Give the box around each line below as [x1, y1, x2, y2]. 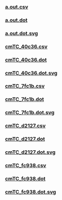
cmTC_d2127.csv [5, 122, 46, 129]
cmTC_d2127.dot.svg [5, 149, 56, 156]
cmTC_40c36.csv [5, 43, 48, 50]
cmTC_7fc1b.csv [5, 83, 45, 90]
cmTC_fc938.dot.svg [5, 188, 56, 195]
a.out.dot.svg [5, 30, 38, 36]
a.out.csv [5, 3, 28, 10]
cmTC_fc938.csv [5, 162, 46, 168]
